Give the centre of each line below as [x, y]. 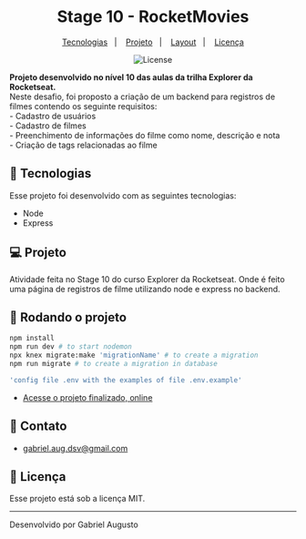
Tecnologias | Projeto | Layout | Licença [153, 42]
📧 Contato [38, 427]
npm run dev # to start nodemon [71, 347]
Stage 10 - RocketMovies [153, 17]
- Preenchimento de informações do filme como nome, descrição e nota [145, 135]
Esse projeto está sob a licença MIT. [77, 499]
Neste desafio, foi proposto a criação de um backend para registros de [143, 97]
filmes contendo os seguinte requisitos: [83, 106]
